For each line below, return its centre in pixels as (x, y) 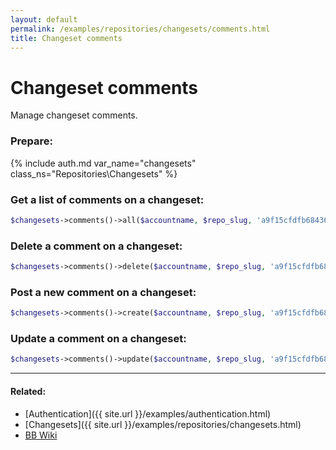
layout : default (44, 19)
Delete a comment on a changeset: (96, 246)
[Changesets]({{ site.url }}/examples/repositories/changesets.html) (163, 424)
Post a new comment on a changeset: (103, 292)
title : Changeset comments (66, 38)
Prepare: (32, 141)
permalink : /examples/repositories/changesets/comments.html (140, 29)
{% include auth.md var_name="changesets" (103, 163)
